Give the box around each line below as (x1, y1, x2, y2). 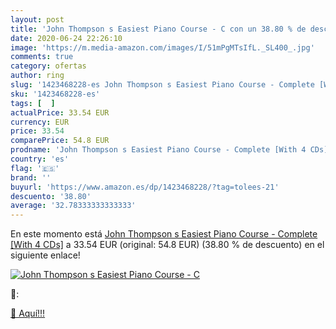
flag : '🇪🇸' (10, 163, 60, 173)
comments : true (10, 52, 74, 62)
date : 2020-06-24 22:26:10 (10, 33, 123, 43)
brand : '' (10, 172, 52, 183)
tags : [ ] (10, 98, 56, 108)
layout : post (10, 14, 65, 25)
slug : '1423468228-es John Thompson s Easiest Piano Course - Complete (10, 80, 315, 90)
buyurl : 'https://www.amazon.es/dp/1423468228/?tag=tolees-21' (10, 182, 280, 192)
